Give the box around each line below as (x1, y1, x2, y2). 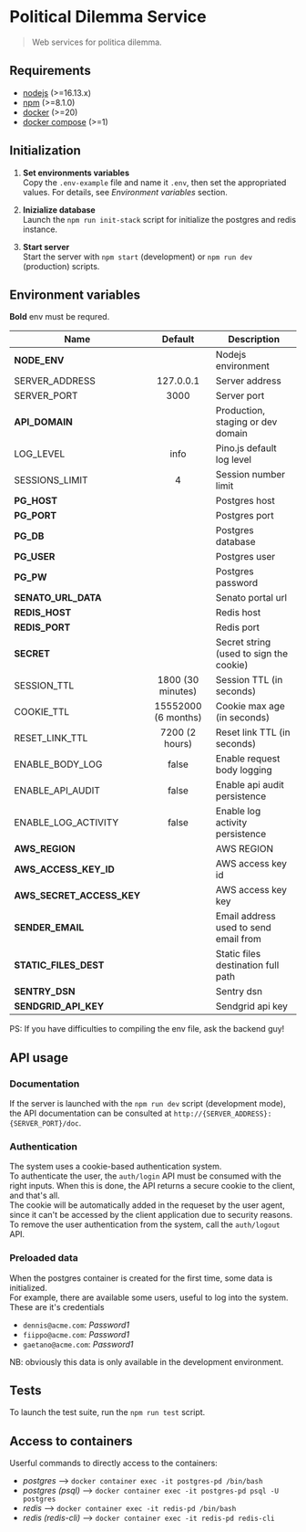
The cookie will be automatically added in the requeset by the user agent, (9, 1200, 285, 1211)
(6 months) (154, 711, 202, 724)
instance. (22, 224, 57, 235)
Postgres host (215, 495, 275, 508)
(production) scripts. (22, 260, 100, 271)
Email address (215, 910, 276, 923)
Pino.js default (215, 442, 277, 455)
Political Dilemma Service (9, 6, 207, 27)
